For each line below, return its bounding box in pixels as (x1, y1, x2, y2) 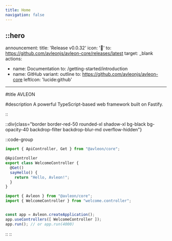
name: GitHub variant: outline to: (12, 71, 81, 77)
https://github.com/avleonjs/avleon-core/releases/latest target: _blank (5, 50, 154, 56)
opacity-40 (5, 127, 29, 133)
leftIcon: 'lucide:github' (24, 76, 73, 83)
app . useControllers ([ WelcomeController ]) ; (5, 216, 102, 222)
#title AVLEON (5, 91, 35, 97)
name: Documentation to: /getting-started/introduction (12, 66, 128, 72)
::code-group (5, 136, 33, 143)
